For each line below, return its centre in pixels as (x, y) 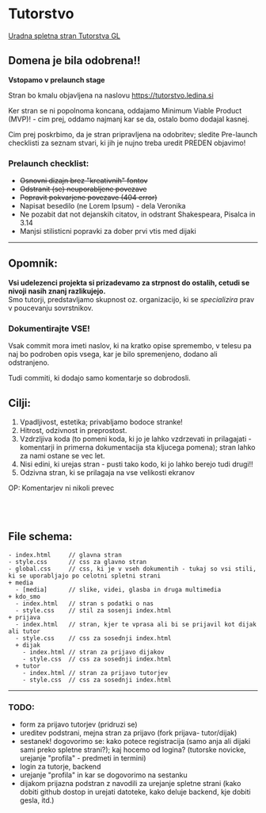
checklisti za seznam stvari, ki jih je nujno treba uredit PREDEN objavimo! (127, 143)
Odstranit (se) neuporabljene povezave (83, 189)
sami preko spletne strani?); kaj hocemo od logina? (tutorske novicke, (133, 750)
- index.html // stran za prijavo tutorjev (95, 673)
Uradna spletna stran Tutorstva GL (65, 36)
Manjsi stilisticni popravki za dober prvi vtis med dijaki (108, 232)
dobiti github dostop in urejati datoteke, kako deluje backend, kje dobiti (135, 792)
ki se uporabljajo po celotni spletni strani (84, 576)
